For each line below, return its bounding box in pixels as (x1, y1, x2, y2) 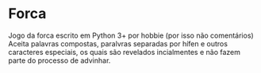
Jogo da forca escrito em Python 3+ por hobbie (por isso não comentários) (8, 31, 254, 40)
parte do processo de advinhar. (8, 56, 111, 65)
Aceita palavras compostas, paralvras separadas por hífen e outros (8, 38, 228, 48)
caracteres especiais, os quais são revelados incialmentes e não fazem (8, 47, 240, 57)
